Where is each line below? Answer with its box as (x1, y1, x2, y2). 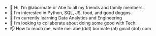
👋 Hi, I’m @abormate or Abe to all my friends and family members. (9, 5, 144, 10)
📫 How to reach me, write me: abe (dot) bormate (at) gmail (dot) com (9, 26, 151, 31)
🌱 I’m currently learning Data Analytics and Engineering (9, 15, 122, 20)
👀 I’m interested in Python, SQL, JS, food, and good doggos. (9, 10, 132, 16)
